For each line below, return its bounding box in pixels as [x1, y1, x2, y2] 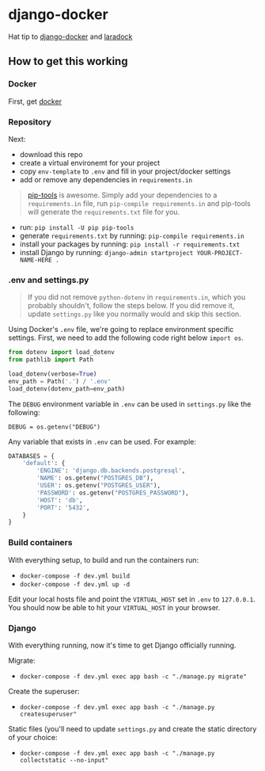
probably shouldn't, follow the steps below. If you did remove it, [27, 301, 235, 311]
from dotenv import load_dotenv [8, 349, 115, 357]
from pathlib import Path [8, 356, 93, 364]
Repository [8, 116, 51, 128]
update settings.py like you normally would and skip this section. [27, 309, 241, 319]
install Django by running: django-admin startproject [19, 247, 194, 257]
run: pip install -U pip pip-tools [19, 222, 134, 231]
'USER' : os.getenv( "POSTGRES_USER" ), [36, 482, 161, 490]
